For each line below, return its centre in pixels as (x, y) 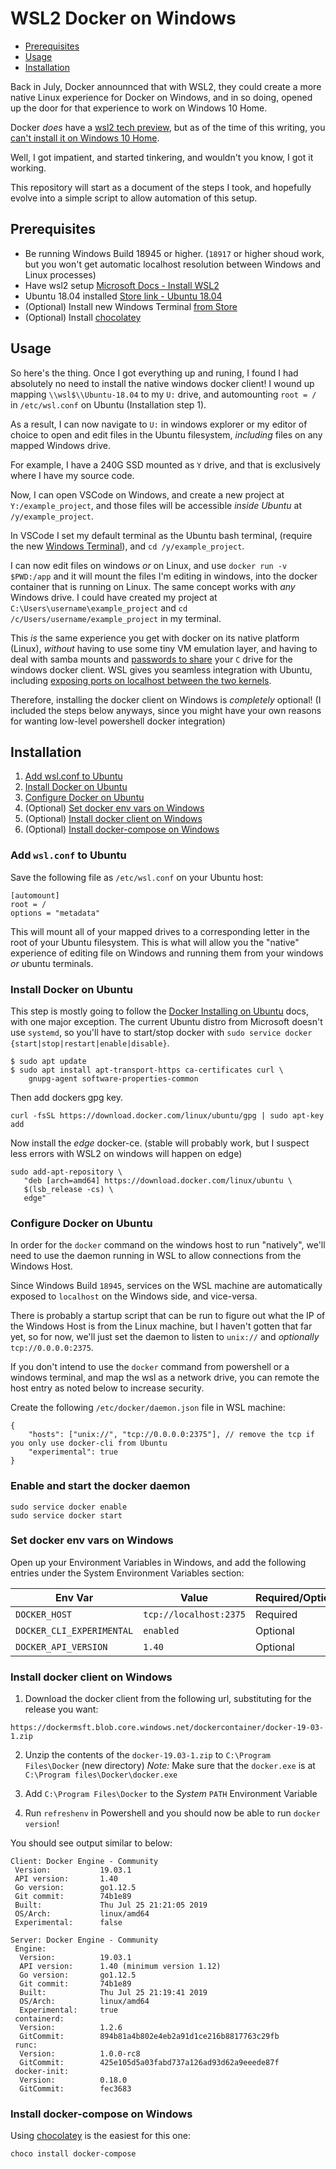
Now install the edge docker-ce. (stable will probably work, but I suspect (160, 1143)
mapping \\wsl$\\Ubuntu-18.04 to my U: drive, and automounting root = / (163, 394)
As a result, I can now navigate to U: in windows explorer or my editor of (159, 424)
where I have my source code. (72, 475)
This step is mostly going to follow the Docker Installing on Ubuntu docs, (159, 1011)
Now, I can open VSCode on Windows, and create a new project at (147, 494)
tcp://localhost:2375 (194, 1614)
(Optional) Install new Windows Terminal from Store (131, 306)
